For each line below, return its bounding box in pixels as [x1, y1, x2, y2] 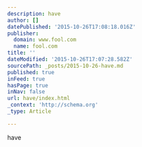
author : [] [7, 17, 39, 24]
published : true [7, 69, 55, 76]
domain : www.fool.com [13, 36, 77, 43]
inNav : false [7, 88, 45, 95]
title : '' [7, 50, 36, 57]
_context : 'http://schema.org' [7, 101, 99, 108]
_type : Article [7, 108, 52, 115]
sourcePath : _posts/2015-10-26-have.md [7, 62, 124, 69]
